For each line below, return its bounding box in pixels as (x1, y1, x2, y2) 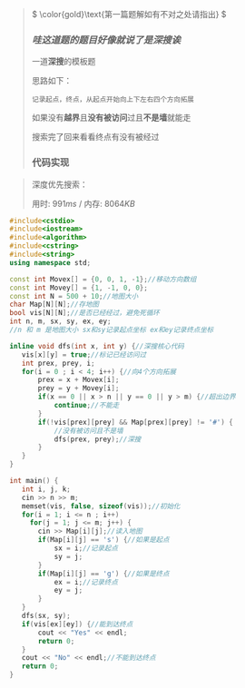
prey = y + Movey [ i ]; (37, 384, 120, 393)
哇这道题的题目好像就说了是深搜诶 (31, 34, 181, 46)
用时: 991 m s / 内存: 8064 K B (31, 198, 136, 209)
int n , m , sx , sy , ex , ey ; (9, 317, 112, 326)
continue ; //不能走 (54, 401, 120, 410)
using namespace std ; (9, 258, 92, 267)
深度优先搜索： (31, 179, 88, 190)
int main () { (9, 477, 59, 486)
